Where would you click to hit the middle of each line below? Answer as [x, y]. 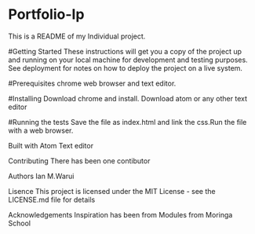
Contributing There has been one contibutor [79, 161]
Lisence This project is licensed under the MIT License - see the [112, 191]
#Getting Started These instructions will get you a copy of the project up [125, 51]
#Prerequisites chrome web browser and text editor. [92, 83]
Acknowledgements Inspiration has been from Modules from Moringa [120, 214]
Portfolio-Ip [46, 15]
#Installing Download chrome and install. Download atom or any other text [127, 98]
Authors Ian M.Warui [41, 176]
